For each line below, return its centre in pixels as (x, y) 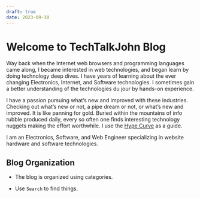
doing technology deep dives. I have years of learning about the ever (91, 76)
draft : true (21, 12)
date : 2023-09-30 (28, 17)
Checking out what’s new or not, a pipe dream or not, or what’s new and (95, 107)
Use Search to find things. (46, 188)
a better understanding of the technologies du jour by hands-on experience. (100, 89)
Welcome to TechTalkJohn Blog (86, 47)
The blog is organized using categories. (64, 177)
